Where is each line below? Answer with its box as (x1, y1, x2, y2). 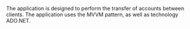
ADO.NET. (6, 17, 31, 24)
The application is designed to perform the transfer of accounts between (6, 5, 185, 12)
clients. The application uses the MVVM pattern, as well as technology (6, 11, 179, 18)
